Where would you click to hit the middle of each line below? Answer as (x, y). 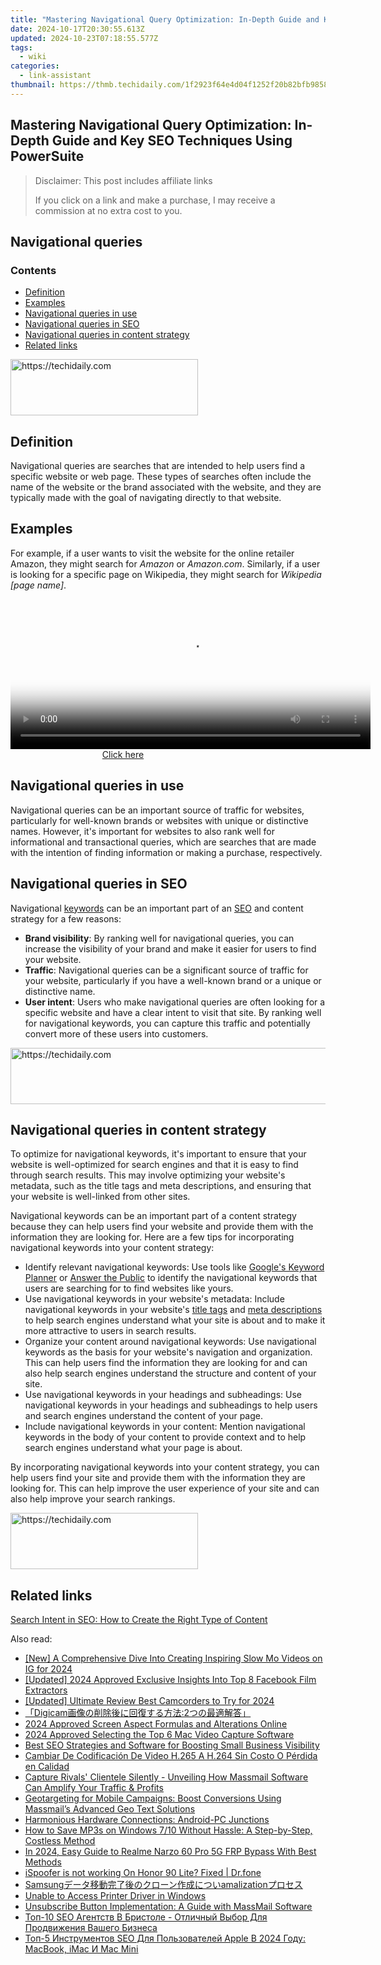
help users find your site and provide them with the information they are (158, 1478)
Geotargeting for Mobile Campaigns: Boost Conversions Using (153, 1798)
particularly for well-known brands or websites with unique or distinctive (159, 820)
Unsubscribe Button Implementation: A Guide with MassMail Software (168, 1907)
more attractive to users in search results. (110, 1331)
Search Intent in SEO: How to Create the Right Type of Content (139, 1620)
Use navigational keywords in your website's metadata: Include (154, 1299)
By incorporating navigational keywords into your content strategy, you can (165, 1467)
